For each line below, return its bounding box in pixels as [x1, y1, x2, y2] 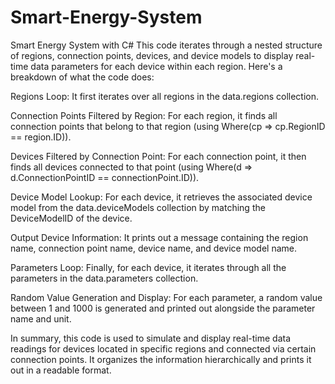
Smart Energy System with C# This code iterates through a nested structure [10, 39, 323, 51]
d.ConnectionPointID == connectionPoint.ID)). [10, 171, 200, 183]
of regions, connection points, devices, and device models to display [10, 49, 294, 61]
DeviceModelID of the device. [10, 212, 133, 224]
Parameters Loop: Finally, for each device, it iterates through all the [10, 261, 287, 273]
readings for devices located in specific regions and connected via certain [10, 342, 317, 355]
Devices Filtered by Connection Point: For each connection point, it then [10, 150, 307, 162]
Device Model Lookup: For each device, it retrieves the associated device [10, 191, 313, 203]
